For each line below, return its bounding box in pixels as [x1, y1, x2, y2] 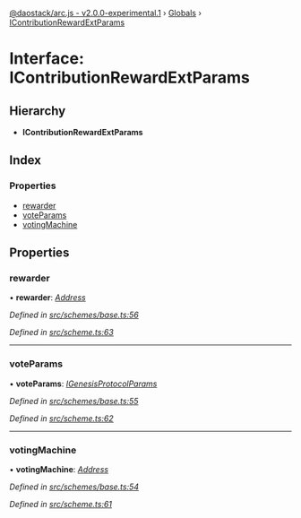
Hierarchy [9, 103, 66, 118]
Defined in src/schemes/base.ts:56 [9, 309, 139, 321]
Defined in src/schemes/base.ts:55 [9, 395, 139, 406]
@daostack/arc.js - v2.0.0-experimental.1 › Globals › [9, 8, 202, 18]
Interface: [9, 48, 85, 69]
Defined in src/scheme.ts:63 [9, 327, 114, 338]
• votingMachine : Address [9, 463, 109, 474]
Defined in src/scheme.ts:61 [9, 498, 113, 509]
